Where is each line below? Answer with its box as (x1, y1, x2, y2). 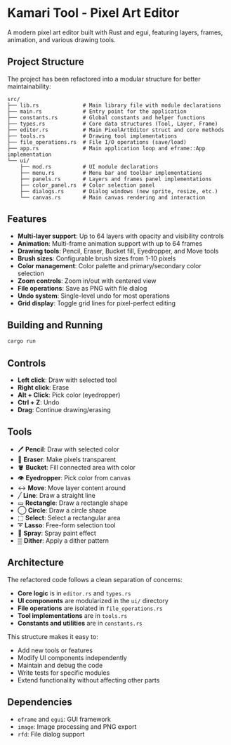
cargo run (7, 338, 37, 345)
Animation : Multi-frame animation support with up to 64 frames (17, 239, 202, 247)
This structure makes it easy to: (7, 632, 98, 640)
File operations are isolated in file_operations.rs (17, 604, 163, 612)
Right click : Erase (17, 383, 70, 392)
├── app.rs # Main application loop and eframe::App (7, 145, 206, 152)
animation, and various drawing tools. (7, 35, 116, 44)
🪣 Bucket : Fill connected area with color (17, 463, 136, 471)
